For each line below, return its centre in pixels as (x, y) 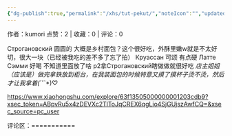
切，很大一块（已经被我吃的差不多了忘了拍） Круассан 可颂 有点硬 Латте (112, 57)
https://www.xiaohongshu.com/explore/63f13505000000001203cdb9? (108, 96)
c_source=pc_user (33, 111)
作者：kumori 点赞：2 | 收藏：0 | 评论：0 (65, 34)
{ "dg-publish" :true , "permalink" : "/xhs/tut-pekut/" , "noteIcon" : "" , (104, 13)
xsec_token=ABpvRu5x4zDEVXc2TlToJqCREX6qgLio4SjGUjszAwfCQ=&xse (114, 104)
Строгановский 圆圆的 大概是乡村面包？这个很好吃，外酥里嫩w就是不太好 (112, 48)
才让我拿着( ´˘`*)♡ (33, 82)
